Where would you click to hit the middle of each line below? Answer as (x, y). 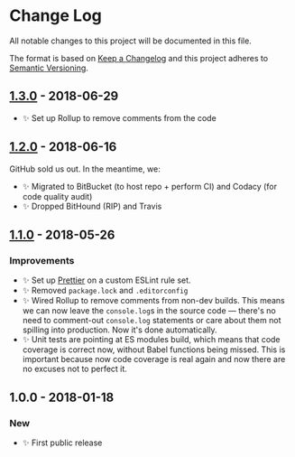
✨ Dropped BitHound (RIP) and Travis (92, 206)
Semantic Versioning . (49, 68)
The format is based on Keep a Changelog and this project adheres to (139, 58)
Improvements (42, 260)
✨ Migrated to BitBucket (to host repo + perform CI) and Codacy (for (150, 186)
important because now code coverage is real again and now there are (154, 359)
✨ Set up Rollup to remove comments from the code (119, 117)
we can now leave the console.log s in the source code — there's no (149, 311)
